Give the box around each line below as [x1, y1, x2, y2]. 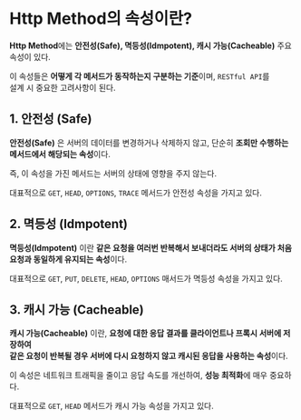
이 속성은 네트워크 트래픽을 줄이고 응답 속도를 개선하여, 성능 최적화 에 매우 [9, 370, 267, 381]
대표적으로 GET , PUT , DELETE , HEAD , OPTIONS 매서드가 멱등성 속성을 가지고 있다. [9, 273, 283, 284]
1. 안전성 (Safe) [9, 111, 92, 127]
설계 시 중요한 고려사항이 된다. [9, 82, 116, 93]
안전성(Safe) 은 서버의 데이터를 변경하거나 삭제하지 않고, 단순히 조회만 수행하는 [9, 137, 289, 148]
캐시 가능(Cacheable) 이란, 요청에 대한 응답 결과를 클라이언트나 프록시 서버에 [9, 328, 282, 339]
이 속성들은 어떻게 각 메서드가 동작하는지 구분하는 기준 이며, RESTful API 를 [9, 70, 270, 82]
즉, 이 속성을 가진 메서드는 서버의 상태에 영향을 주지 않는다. [9, 167, 218, 178]
